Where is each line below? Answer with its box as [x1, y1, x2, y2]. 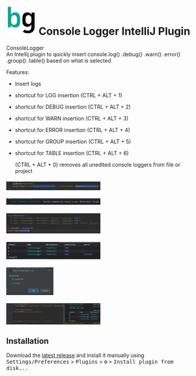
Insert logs [14, 80, 42, 87]
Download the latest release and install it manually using [6, 352, 145, 359]
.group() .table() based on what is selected [6, 57, 112, 64]
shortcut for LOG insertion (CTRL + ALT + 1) [14, 91, 122, 98]
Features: [6, 68, 30, 76]
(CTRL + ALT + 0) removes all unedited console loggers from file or [14, 161, 180, 168]
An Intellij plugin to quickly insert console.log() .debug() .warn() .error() [6, 50, 181, 58]
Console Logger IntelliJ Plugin [38, 24, 191, 38]
